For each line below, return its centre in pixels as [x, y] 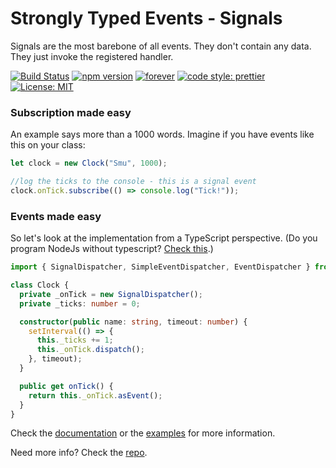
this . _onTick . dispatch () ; [90, 350]
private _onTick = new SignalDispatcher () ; [111, 294]
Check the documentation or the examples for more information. [143, 433]
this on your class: [48, 145]
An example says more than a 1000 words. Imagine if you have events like [162, 134]
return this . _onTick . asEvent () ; [95, 395]
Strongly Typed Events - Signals [146, 18]
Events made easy [56, 216]
